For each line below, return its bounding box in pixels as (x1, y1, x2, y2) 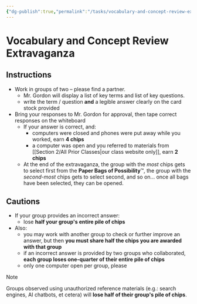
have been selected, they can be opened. (23, 179, 124, 186)
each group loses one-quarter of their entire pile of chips (23, 256, 165, 263)
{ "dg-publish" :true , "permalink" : (6, 8, 88, 15)
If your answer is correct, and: (23, 123, 97, 130)
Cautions (6, 197, 40, 207)
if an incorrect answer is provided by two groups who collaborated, (23, 250, 186, 257)
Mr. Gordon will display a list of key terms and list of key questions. (23, 92, 185, 99)
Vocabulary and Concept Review (6, 34, 169, 47)
